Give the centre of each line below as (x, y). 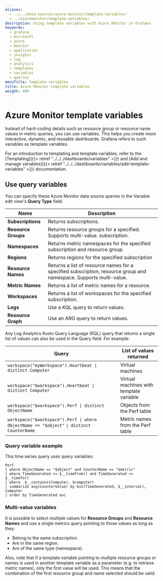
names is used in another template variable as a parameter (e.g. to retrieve (80, 562)
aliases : (14, 9)
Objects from (135, 405)
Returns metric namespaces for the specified (99, 244)
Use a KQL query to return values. (86, 307)
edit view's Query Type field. (34, 201)
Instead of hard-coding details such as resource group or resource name (78, 129)
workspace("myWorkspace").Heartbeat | (52, 365)
